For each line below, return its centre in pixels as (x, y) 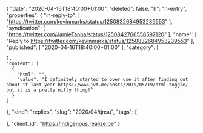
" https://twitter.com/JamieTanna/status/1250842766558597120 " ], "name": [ (101, 34)
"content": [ (23, 63)
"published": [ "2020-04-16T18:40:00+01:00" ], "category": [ (82, 47)
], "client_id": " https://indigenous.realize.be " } (63, 124)
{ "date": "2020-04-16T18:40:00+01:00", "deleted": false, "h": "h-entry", (97, 9)
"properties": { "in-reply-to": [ (43, 15)
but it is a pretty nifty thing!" (50, 90)
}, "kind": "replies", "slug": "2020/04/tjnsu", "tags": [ (72, 112)
